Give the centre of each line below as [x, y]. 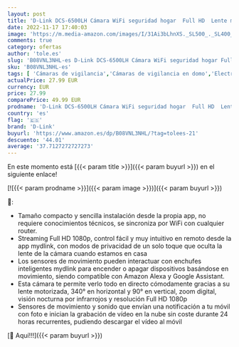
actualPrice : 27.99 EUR [43, 80]
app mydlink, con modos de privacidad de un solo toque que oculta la [120, 246]
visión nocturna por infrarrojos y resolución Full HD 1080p [102, 299]
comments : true [30, 41]
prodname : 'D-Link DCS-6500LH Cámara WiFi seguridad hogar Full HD [111, 107]
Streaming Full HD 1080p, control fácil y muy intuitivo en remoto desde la [124, 239]
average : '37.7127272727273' [51, 147]
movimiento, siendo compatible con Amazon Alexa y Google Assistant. [121, 276]
